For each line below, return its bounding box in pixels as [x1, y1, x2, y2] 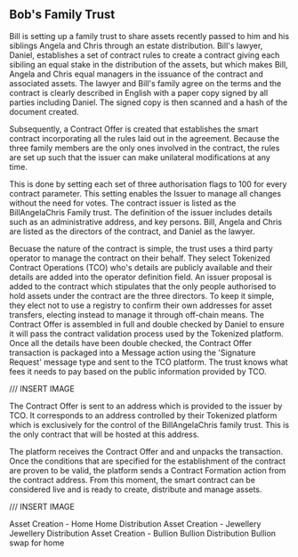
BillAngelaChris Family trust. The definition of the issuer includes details [9, 206, 273, 217]
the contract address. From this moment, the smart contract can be [9, 474, 256, 485]
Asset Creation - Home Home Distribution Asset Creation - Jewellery [9, 518, 262, 529]
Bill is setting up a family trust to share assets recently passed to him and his [9, 30, 290, 41]
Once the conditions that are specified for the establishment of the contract [9, 456, 286, 466]
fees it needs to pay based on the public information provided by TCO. [9, 366, 267, 376]
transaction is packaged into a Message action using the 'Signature [9, 347, 256, 358]
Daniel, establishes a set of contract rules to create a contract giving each [9, 49, 280, 61]
